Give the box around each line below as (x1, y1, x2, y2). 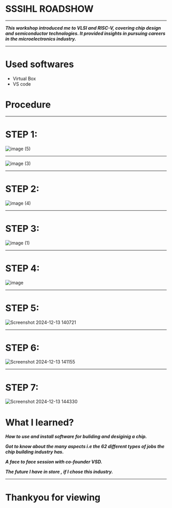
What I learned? (5, 416, 74, 428)
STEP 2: (5, 183, 39, 195)
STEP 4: (5, 262, 40, 274)
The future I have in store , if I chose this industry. (5, 469, 114, 475)
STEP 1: (5, 129, 38, 140)
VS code (12, 80, 31, 87)
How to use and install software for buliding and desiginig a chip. (5, 434, 147, 440)
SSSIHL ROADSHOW (5, 3, 94, 15)
